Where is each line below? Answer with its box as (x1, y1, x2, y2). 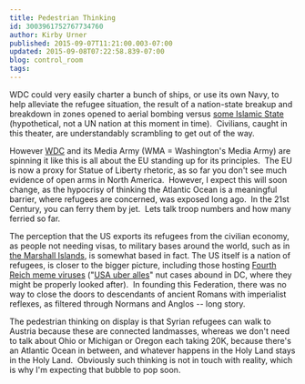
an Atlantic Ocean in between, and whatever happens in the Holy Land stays (9, 345, 296, 356)
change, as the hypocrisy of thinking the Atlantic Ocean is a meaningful (9, 184, 278, 195)
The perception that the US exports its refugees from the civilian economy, (9, 230, 290, 241)
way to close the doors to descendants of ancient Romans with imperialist (9, 288, 287, 299)
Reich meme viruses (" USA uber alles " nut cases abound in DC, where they (9, 269, 292, 280)
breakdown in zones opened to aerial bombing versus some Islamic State (9, 108, 284, 119)
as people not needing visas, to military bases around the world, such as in (9, 240, 290, 251)
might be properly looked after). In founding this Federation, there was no (9, 278, 287, 289)
